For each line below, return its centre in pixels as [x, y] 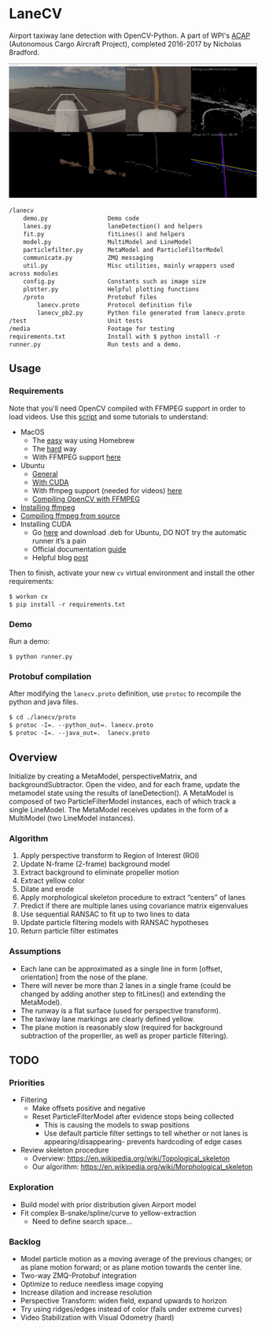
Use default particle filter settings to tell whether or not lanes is [146, 1133]
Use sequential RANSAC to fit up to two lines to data [105, 914]
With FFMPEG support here [76, 457]
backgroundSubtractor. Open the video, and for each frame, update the [125, 785]
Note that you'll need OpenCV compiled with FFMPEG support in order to [127, 408]
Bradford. [24, 52]
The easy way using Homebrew [83, 440]
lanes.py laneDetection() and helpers [113, 227]
